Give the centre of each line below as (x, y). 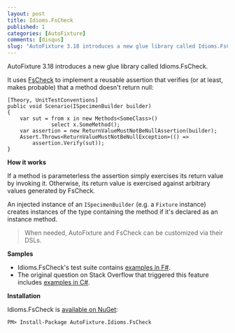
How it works (27, 162)
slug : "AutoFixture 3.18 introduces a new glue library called (101, 46)
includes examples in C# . (54, 282)
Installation (24, 296)
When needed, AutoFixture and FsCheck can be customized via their (124, 233)
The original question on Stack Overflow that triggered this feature (113, 275)
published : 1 (26, 27)
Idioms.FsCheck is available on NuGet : (63, 310)
